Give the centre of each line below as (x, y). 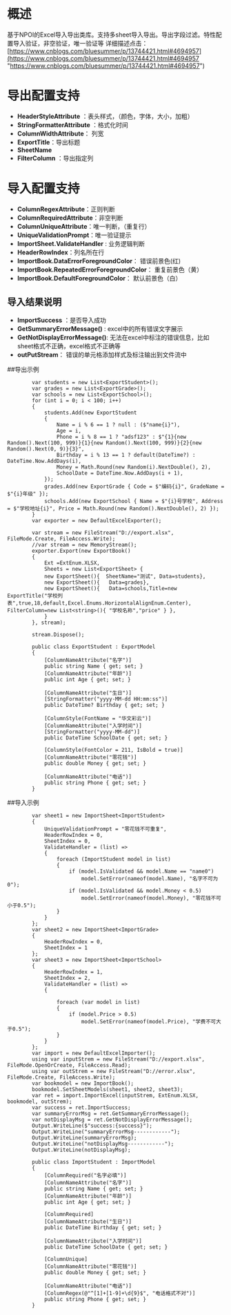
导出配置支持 (44, 96)
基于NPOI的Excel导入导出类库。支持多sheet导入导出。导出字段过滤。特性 (111, 35)
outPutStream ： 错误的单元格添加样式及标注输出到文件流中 (102, 354)
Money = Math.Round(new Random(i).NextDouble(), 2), (134, 467)
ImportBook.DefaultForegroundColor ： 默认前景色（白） (99, 278)
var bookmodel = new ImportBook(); (83, 1083)
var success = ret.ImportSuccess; (81, 1107)
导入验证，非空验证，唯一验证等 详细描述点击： (80, 43)
